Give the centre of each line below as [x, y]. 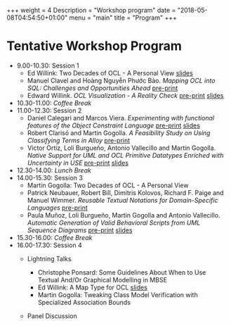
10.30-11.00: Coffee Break [54, 103]
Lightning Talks [49, 258]
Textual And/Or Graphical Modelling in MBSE [103, 280]
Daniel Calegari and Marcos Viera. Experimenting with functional [121, 118]
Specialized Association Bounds [84, 302]
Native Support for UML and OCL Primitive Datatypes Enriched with [125, 155]
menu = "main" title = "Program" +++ [123, 18]
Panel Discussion [52, 315]
